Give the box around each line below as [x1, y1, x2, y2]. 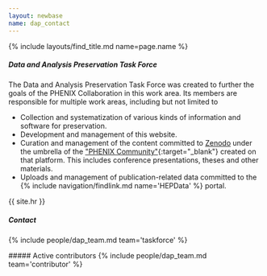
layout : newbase [8, 11, 63, 20]
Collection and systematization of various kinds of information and [19, 113, 241, 122]
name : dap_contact [8, 19, 70, 27]
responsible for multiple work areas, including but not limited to [8, 97, 219, 107]
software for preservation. [19, 122, 107, 131]
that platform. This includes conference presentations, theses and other [19, 155, 259, 165]
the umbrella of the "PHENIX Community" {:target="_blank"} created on [19, 146, 257, 157]
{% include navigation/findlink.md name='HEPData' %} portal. [19, 181, 227, 191]
